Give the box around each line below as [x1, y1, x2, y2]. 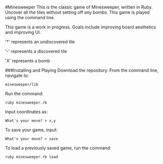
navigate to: [5, 73, 29, 78]
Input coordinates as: [5, 109, 48, 114]
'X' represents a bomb [5, 58, 51, 63]
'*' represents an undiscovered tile [5, 39, 75, 45]
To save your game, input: [5, 127, 58, 133]
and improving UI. [5, 29, 41, 35]
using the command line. [5, 15, 55, 20]
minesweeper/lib [5, 82, 38, 87]
